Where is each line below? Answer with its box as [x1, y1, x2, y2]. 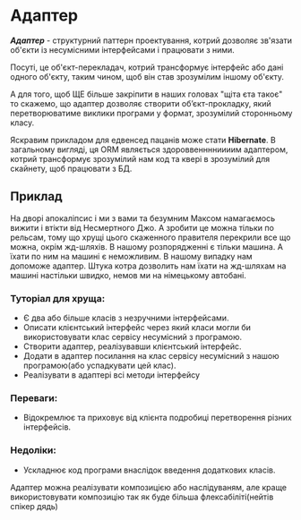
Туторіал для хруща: [10, 292, 106, 304]
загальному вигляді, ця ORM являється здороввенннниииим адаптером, [10, 144, 288, 155]
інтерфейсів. [22, 422, 71, 432]
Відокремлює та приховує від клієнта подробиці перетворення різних [22, 413, 292, 423]
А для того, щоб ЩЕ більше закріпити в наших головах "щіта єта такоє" [10, 89, 283, 99]
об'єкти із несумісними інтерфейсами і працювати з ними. [10, 44, 236, 55]
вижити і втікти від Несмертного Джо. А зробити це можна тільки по [10, 222, 274, 233]
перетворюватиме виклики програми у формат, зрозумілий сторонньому [10, 107, 293, 118]
